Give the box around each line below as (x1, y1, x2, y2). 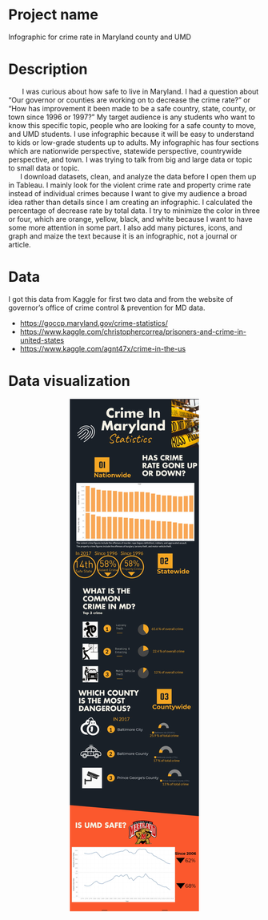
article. (8, 239, 31, 249)
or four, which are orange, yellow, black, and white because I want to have (8, 214, 253, 223)
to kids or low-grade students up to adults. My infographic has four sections (8, 138, 259, 147)
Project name (8, 6, 98, 24)
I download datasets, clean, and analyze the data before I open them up (19, 171, 257, 181)
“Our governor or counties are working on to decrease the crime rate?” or (8, 94, 250, 105)
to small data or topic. (8, 163, 80, 173)
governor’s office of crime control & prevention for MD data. (8, 303, 206, 312)
